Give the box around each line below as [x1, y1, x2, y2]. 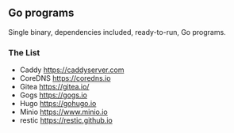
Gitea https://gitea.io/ [19, 82, 90, 92]
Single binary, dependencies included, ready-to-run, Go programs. [8, 27, 226, 36]
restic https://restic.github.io [19, 116, 113, 125]
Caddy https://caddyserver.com [19, 65, 125, 74]
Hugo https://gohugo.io [19, 99, 97, 108]
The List [8, 47, 40, 58]
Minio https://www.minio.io [19, 107, 109, 117]
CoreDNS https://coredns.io [19, 74, 111, 83]
